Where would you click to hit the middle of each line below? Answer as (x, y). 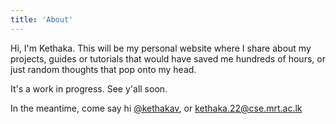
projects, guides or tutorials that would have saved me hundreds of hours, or (168, 58)
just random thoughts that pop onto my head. (103, 69)
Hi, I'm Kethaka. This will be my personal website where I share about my (161, 48)
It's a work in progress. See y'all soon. (89, 88)
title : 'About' (42, 19)
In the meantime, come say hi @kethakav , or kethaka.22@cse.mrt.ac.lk (156, 108)
